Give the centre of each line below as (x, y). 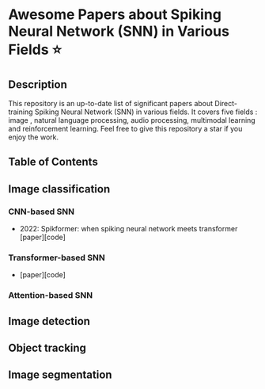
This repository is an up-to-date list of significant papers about (111, 103)
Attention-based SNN (51, 296)
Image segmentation (60, 375)
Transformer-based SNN (57, 257)
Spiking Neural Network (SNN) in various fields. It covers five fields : (146, 112)
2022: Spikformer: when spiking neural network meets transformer (129, 229)
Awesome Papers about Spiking (115, 15)
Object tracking (47, 348)
